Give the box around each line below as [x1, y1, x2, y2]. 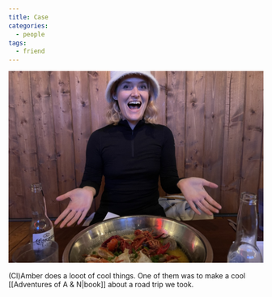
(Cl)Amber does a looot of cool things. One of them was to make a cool [8, 271, 245, 281]
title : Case [8, 13, 49, 21]
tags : [8, 39, 27, 47]
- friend [15, 47, 45, 56]
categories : [8, 21, 49, 30]
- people [15, 30, 45, 38]
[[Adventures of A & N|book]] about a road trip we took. [8, 280, 194, 290]
